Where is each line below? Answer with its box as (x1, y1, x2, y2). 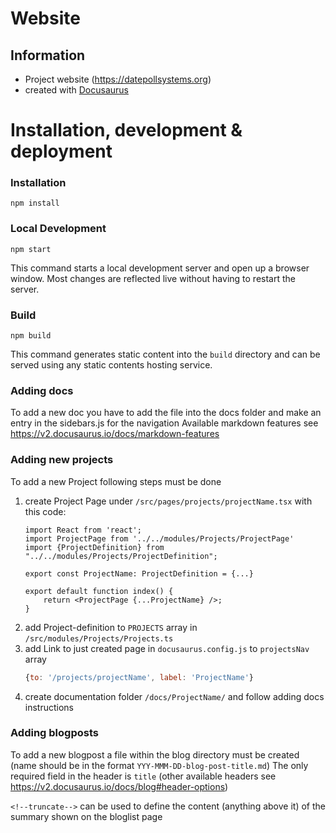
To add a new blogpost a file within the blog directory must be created (10, 748, 300, 761)
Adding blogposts (10, 726, 99, 740)
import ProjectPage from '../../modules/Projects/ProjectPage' (24, 533, 295, 544)
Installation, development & (10, 119, 243, 142)
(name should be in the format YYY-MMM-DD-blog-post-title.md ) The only (10, 759, 309, 771)
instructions (24, 701, 75, 713)
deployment (10, 140, 113, 163)
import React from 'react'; (24, 525, 142, 535)
